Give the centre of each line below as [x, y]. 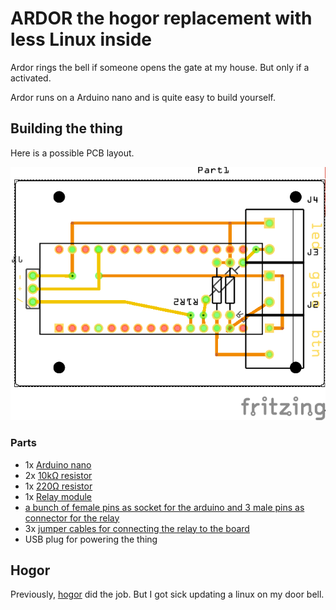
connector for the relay [72, 518]
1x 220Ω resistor [58, 486]
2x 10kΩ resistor [58, 475]
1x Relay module [58, 496]
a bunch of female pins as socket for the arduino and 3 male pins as [164, 507]
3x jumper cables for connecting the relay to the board [137, 528]
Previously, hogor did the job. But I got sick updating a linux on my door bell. [167, 594]
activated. [31, 78]
